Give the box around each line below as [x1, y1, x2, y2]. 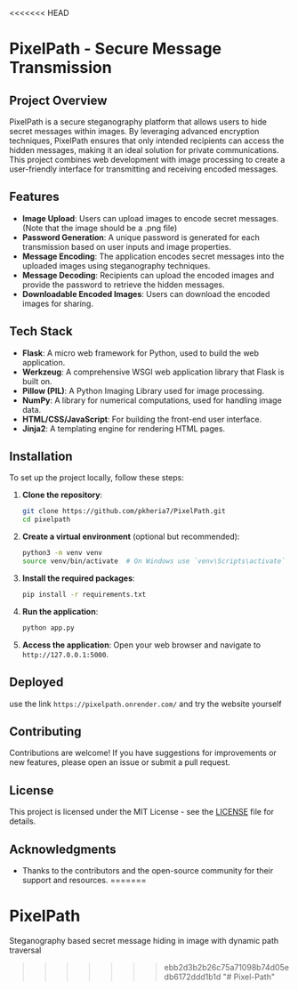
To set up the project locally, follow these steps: [9, 472, 185, 483]
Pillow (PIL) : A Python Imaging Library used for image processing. [21, 385, 265, 396]
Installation [9, 449, 73, 464]
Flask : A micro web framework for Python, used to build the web [21, 347, 260, 358]
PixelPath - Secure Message [9, 39, 222, 59]
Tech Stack [9, 324, 73, 339]
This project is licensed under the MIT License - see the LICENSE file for [9, 807, 274, 817]
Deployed [9, 675, 64, 690]
